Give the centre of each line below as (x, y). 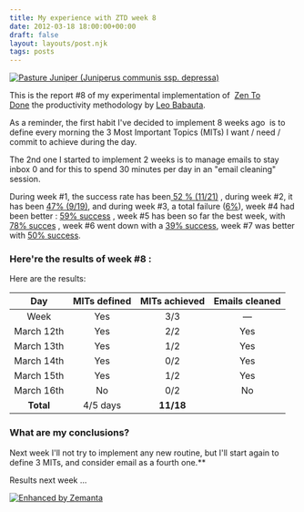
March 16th (39, 391)
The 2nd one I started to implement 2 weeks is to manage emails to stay (144, 159)
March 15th (39, 376)
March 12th (39, 332)
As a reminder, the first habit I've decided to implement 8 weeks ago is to (147, 123)
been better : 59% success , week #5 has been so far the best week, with (147, 216)
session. (25, 179)
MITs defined (102, 302)
